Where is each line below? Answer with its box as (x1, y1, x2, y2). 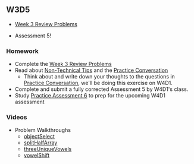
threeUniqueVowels (23, 146, 72, 153)
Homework (6, 47, 39, 55)
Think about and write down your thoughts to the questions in (23, 73, 176, 80)
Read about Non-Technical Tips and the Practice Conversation (14, 67, 168, 74)
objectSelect (23, 133, 55, 140)
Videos (6, 113, 27, 121)
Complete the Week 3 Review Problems (14, 61, 112, 68)
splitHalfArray (23, 139, 58, 146)
